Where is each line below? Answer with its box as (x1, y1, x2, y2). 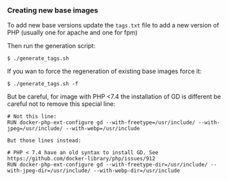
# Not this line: (7, 113, 57, 120)
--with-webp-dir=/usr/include (93, 167, 180, 174)
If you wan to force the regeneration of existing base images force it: (7, 67, 202, 76)
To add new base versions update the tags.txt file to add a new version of (7, 21, 219, 30)
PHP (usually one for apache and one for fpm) (7, 28, 138, 36)
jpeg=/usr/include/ (7, 125, 63, 132)
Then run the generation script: (7, 42, 96, 50)
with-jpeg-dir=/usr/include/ (7, 167, 91, 174)
